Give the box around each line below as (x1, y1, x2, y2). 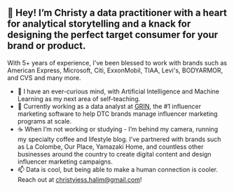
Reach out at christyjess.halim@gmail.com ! (17, 175, 142, 183)
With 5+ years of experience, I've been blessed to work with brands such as (7, 58, 228, 67)
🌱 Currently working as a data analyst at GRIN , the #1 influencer (17, 102, 202, 110)
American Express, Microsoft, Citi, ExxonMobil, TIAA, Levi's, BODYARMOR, (7, 66, 223, 74)
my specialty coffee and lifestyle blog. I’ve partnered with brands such (17, 135, 221, 143)
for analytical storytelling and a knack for (7, 18, 191, 30)
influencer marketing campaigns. (17, 157, 113, 166)
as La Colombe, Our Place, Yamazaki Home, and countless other (17, 142, 205, 151)
